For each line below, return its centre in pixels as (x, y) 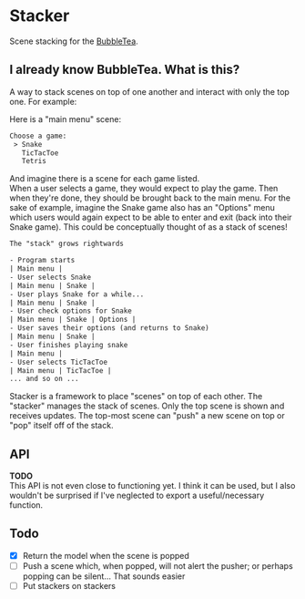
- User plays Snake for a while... (77, 294)
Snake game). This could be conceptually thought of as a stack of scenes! (149, 227)
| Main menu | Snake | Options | (73, 320)
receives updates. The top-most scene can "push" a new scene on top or (147, 416)
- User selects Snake (51, 277)
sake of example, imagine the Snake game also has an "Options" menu (142, 208)
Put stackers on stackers (69, 586)
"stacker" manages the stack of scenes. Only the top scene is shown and (147, 406)
